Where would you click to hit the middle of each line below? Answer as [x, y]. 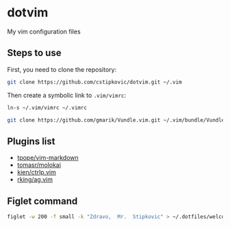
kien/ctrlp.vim [36, 172]
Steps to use [34, 53]
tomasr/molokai [39, 165]
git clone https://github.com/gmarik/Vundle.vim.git [84, 120]
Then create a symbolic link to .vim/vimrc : [67, 95]
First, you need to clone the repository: [62, 69]
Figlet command [42, 201]
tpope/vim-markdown [48, 158]
